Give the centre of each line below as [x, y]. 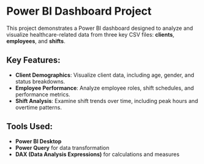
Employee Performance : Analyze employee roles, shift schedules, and [104, 88]
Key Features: [33, 60]
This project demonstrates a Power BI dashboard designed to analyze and [100, 28]
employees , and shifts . [36, 41]
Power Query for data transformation [62, 148]
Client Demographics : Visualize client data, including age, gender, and [105, 75]
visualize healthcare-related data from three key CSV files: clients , [90, 34]
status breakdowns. [40, 81]
